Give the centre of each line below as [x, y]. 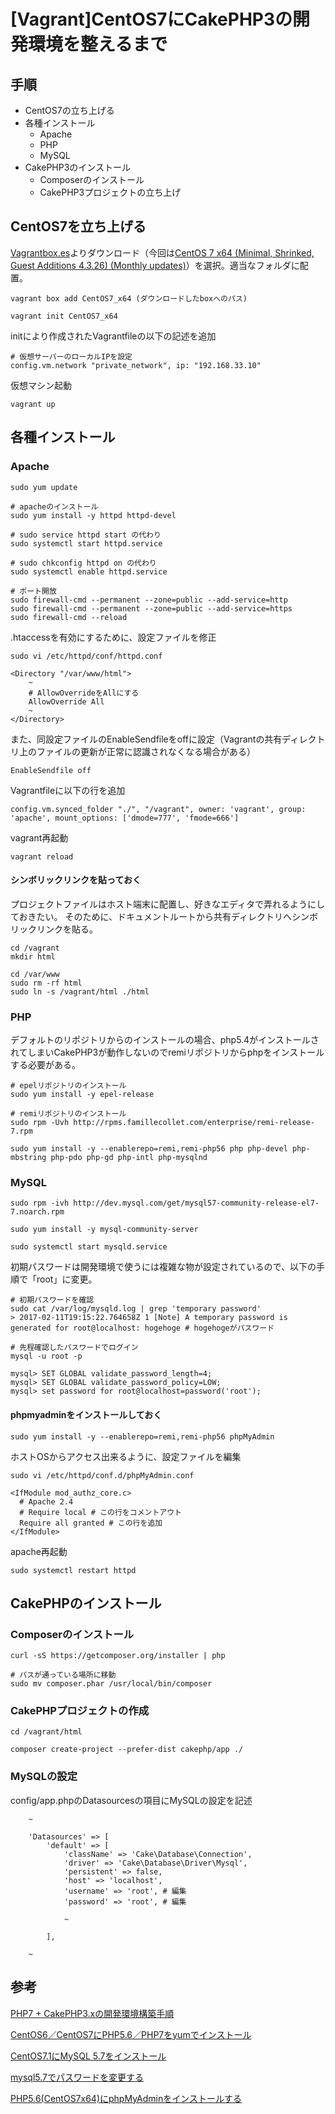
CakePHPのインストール [86, 1603]
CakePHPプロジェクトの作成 [80, 1711]
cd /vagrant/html [46, 1732]
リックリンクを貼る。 [54, 929]
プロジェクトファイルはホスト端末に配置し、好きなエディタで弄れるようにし [168, 904]
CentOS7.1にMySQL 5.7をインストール [88, 2056]
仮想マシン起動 [41, 385]
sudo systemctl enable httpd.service [89, 571]
